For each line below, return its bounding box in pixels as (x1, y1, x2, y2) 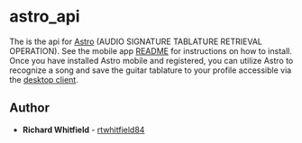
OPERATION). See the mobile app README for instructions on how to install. (9, 45, 293, 56)
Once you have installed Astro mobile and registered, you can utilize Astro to (9, 55, 294, 66)
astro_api (9, 6, 80, 27)
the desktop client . (9, 74, 78, 85)
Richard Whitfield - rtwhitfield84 (22, 124, 145, 135)
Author (9, 101, 50, 116)
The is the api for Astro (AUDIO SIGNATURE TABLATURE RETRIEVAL (9, 36, 263, 47)
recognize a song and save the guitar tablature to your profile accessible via (9, 65, 292, 76)
